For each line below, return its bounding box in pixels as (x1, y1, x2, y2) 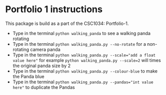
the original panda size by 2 (12, 62, 71, 69)
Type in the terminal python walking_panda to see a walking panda (12, 30, 151, 36)
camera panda (30, 46, 61, 52)
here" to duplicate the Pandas (12, 84, 75, 90)
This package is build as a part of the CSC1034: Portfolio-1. (5, 20, 129, 26)
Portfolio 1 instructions (5, 4, 103, 15)
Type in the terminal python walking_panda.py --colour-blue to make (12, 68, 158, 74)
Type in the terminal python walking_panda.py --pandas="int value (12, 79, 154, 85)
